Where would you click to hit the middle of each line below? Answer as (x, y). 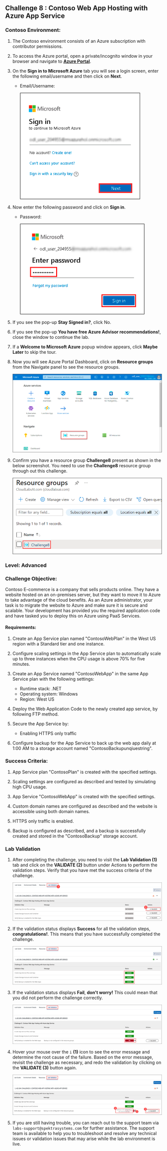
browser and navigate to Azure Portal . (52, 61)
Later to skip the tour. (35, 352)
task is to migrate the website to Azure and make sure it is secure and (77, 605)
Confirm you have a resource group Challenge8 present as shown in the (87, 460)
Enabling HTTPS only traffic (48, 733)
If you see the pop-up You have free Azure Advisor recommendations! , (86, 332)
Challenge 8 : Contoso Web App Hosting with (77, 8)
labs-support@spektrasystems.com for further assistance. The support (83, 1128)
